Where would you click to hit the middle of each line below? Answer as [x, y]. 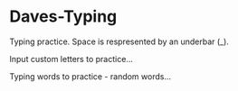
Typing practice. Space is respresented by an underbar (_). [119, 41]
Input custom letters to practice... [71, 59]
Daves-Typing [63, 17]
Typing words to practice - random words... [90, 76]
